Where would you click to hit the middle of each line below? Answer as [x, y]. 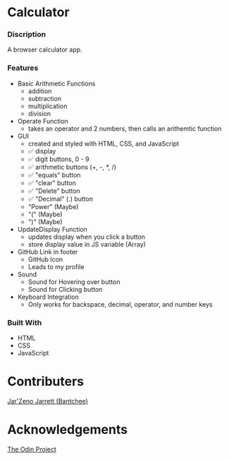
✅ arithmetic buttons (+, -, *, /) [72, 167]
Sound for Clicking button [65, 289]
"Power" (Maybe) [53, 206]
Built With [25, 322]
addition [40, 91]
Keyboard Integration [48, 297]
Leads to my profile [56, 266]
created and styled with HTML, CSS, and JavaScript [104, 143]
